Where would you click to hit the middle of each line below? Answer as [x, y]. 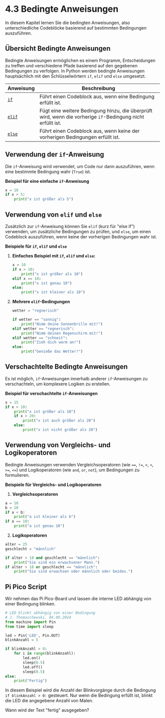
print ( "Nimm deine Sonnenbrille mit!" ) [62, 324]
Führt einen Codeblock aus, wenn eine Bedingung [97, 96]
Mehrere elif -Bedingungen [41, 302]
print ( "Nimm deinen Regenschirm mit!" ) [62, 333]
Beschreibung [98, 88]
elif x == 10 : [27, 279]
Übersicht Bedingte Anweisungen [58, 48]
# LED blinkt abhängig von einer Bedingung [50, 613]
